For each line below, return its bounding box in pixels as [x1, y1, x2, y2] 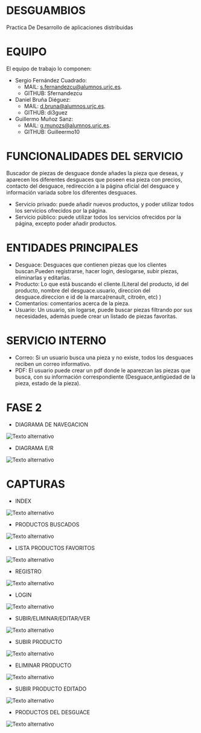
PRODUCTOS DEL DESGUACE [14, 708, 91, 715]
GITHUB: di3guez [24, 108, 68, 116]
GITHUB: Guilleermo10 [24, 128, 80, 135]
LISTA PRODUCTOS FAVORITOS [14, 544, 95, 551]
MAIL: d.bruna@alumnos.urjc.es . [24, 102, 106, 110]
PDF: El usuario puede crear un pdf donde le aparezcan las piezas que [14, 366, 191, 374]
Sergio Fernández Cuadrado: [14, 76, 88, 84]
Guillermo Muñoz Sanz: [14, 115, 74, 122]
